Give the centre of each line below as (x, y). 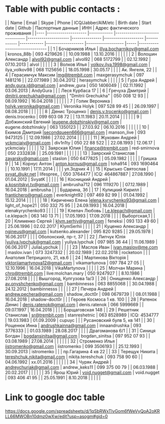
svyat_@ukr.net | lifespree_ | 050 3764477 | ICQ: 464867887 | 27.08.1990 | (81, 174)
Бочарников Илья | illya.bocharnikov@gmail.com (109, 49)
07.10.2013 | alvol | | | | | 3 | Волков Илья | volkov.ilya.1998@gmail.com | (78, 64)
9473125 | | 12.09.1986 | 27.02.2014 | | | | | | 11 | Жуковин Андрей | (72, 137)
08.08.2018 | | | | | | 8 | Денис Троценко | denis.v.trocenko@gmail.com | (78, 111)
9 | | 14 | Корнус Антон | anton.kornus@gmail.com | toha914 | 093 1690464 (82, 164)
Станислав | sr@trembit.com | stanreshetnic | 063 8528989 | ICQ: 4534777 (82, 315)
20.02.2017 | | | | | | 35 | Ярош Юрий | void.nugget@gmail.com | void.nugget (82, 372)
